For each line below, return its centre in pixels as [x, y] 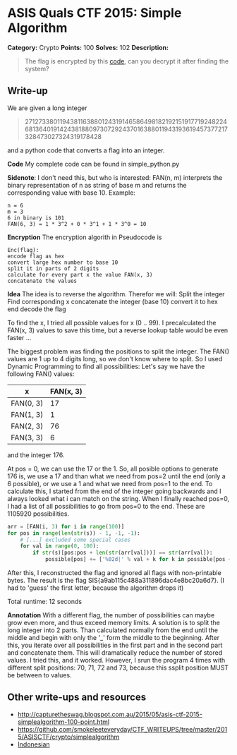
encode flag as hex [36, 256]
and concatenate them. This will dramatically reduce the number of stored [115, 653]
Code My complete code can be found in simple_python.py [93, 164]
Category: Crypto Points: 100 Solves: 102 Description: [88, 47]
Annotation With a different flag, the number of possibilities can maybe [111, 615]
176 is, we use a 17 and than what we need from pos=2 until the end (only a [116, 476]
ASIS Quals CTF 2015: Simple [95, 13]
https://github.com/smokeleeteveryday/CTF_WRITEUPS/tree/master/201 [122, 729]
